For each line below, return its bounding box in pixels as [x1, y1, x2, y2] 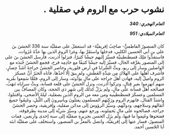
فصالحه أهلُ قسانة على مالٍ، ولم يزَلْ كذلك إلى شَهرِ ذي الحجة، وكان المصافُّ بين [14, 86, 164, 92]
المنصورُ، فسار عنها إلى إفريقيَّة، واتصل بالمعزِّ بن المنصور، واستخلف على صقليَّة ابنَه [9, 118, 164, 124]
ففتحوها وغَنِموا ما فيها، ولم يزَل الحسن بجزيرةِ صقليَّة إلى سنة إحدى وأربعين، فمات [11, 113, 164, 119]
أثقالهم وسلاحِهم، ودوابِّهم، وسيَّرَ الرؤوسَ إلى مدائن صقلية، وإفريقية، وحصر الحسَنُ [12, 102, 164, 108]
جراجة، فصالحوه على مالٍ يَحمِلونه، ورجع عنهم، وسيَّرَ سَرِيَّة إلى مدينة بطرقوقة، [18, 108, 164, 114]
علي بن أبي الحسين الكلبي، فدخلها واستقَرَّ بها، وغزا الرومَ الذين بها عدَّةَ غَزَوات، [18, 49, 164, 55]
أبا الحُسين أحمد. [133, 124, 164, 130]
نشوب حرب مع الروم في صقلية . [43, 4, 164, 15]
